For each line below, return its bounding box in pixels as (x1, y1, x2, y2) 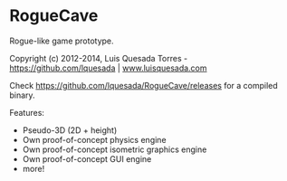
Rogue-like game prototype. (9, 35, 115, 46)
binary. (9, 90, 35, 100)
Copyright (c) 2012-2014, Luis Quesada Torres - (9, 52, 188, 63)
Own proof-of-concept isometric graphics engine (22, 144, 207, 155)
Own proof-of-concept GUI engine (22, 153, 152, 164)
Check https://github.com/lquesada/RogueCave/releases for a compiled (9, 80, 278, 90)
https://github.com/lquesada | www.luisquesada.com (9, 62, 207, 73)
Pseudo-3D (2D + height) (22, 124, 118, 136)
